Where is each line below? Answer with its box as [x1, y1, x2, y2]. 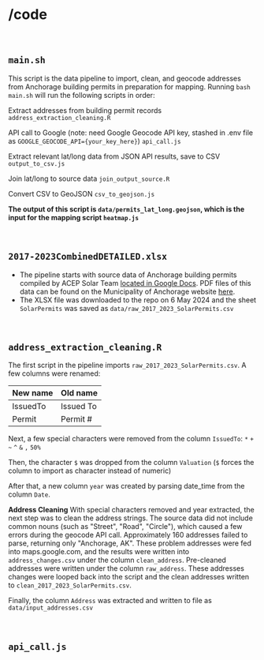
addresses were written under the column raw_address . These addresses [8, 564, 244, 573]
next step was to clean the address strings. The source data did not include [8, 513, 254, 523]
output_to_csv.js [8, 159, 65, 167]
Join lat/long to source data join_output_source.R [8, 174, 170, 183]
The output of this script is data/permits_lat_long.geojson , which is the [8, 204, 245, 214]
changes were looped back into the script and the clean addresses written [8, 572, 250, 582]
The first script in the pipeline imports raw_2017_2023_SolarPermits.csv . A [8, 361, 247, 370]
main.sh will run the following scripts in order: [8, 90, 155, 99]
